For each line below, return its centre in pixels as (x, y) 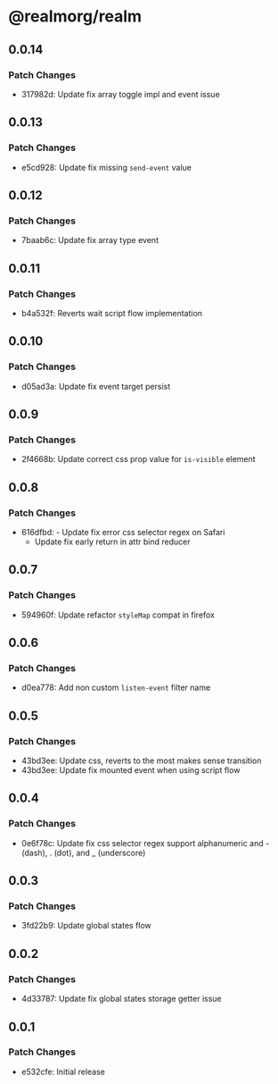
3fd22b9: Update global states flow (86, 926)
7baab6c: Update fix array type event (90, 240)
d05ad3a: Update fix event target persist (96, 386)
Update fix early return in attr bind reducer (112, 542)
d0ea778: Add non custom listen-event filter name (116, 688)
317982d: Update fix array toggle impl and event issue (120, 94)
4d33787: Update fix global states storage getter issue (121, 999)
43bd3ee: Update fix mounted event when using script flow (131, 770)
